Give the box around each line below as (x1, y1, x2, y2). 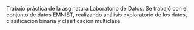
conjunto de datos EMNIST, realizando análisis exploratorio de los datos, (6, 11, 187, 18)
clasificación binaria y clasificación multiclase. (6, 18, 122, 24)
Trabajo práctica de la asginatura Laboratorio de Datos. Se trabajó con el (6, 5, 188, 12)
